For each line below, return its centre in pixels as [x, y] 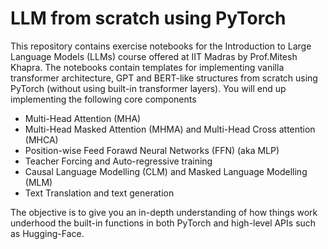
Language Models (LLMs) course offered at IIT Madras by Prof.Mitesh [154, 56]
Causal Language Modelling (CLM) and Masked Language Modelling [166, 171]
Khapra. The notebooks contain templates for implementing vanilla [147, 67]
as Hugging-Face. [47, 233]
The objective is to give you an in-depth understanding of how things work [164, 212]
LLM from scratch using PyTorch [148, 18]
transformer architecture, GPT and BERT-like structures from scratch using [164, 78]
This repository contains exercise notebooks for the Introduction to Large [161, 46]
